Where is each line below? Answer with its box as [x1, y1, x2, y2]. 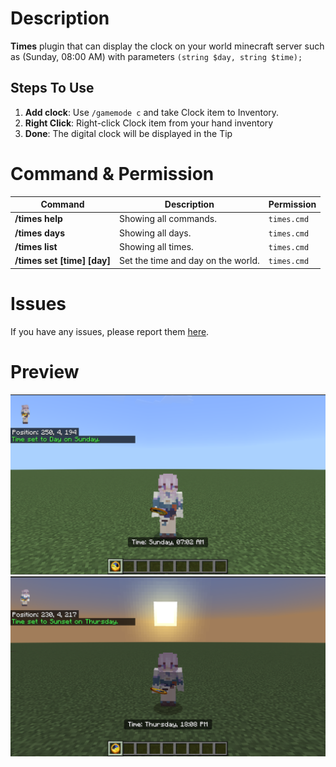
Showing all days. [118, 227, 192, 239]
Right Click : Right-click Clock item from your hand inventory [24, 117, 274, 129]
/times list [14, 240, 58, 252]
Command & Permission [10, 162, 215, 185]
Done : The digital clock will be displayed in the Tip [24, 127, 233, 139]
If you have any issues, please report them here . [10, 325, 210, 337]
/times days [14, 227, 66, 239]
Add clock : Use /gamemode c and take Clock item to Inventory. [24, 106, 280, 118]
